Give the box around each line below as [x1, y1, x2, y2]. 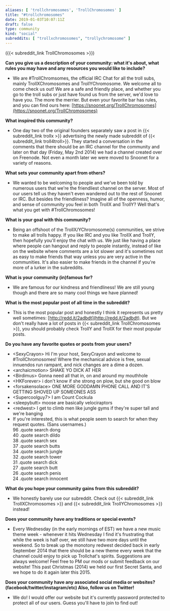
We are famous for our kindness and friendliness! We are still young [12, 284, 155, 290]
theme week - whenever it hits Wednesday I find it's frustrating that [12, 531, 154, 537]
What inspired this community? [5, 117, 73, 123]
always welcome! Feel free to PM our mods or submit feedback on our [12, 558, 160, 564]
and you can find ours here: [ [12, 102, 74, 108]
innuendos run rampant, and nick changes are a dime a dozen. [12, 362, 144, 368]
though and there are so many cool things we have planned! [12, 289, 139, 296]
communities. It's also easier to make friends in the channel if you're [12, 259, 156, 265]
